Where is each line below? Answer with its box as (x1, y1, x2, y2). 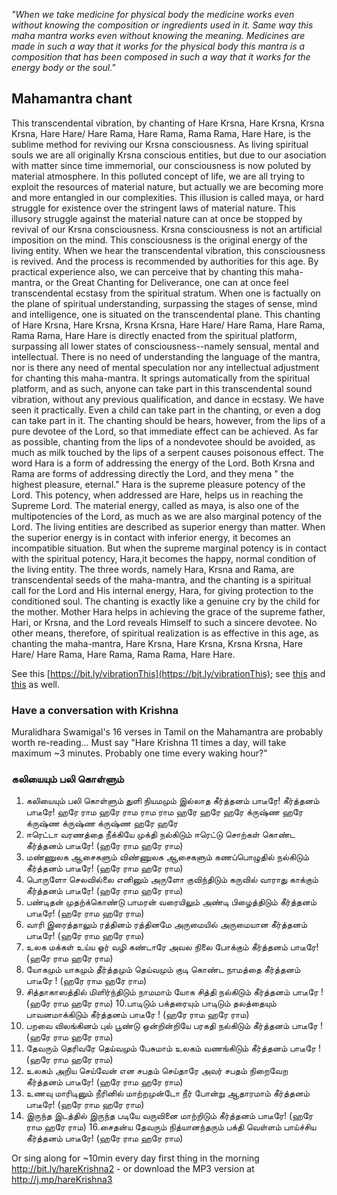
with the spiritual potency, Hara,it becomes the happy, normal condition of (11, 552, 317, 564)
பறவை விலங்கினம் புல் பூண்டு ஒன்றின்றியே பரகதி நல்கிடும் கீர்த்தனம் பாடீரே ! (25, 1020, 324, 1032)
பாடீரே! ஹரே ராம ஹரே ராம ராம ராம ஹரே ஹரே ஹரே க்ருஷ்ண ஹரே (25, 806, 304, 818)
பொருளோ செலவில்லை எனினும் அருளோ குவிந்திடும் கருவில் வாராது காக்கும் (25, 874, 319, 886)
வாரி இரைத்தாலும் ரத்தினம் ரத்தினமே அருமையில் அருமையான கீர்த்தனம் (25, 919, 308, 931)
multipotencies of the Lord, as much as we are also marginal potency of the (11, 510, 323, 522)
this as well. (11, 678, 60, 690)
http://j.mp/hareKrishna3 (11, 1174, 113, 1186)
